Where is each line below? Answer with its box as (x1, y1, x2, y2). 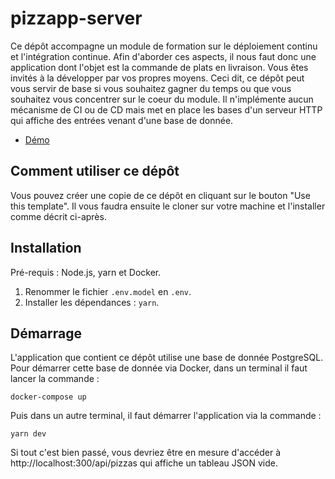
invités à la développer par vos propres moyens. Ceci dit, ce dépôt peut (10, 72, 305, 84)
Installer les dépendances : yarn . (24, 296, 160, 308)
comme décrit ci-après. (10, 210, 107, 222)
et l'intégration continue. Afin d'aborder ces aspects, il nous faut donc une (10, 50, 317, 62)
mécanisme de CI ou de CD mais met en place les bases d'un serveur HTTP (10, 103, 323, 116)
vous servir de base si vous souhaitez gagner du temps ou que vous (10, 82, 292, 94)
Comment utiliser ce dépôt (10, 163, 180, 180)
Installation (10, 240, 82, 257)
